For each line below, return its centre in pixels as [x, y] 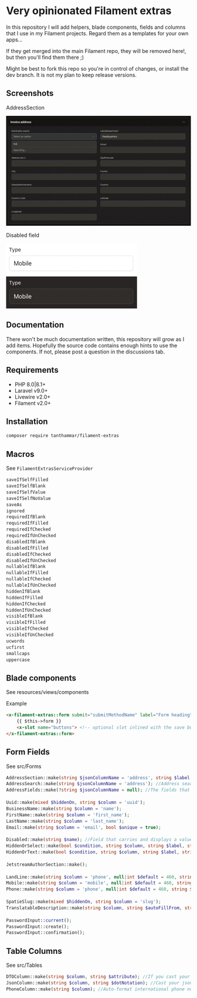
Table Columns [34, 951]
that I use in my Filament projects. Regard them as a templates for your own [97, 33]
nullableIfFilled [27, 573]
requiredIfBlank [26, 517]
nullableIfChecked [28, 579]
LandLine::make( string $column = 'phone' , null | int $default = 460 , [91, 877]
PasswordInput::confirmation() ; [45, 933]
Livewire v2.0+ [33, 397]
